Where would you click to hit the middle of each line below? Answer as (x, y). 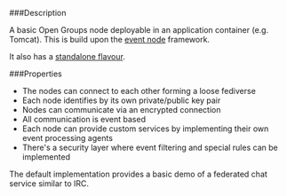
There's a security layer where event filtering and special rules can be (150, 147)
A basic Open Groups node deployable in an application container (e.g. (139, 30)
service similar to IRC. (49, 184)
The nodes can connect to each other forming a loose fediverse (139, 91)
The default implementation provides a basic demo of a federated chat (139, 174)
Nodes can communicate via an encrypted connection (121, 110)
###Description (38, 13)
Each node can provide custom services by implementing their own (145, 129)
